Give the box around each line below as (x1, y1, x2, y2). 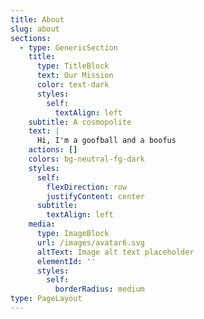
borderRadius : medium (54, 284, 145, 295)
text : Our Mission (36, 71, 114, 81)
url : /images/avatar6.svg (36, 237, 145, 248)
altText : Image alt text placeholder (36, 247, 195, 257)
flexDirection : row (46, 182, 128, 192)
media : (28, 219, 56, 230)
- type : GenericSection (19, 42, 118, 53)
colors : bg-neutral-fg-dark (28, 154, 145, 164)
